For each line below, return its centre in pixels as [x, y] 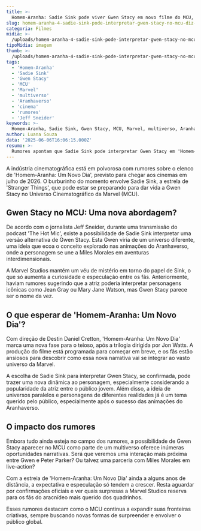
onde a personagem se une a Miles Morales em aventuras [78, 253]
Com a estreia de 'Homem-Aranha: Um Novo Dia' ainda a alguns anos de [96, 478]
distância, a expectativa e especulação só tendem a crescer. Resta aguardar [100, 484]
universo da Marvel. [31, 364]
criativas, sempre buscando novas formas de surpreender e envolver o [94, 515]
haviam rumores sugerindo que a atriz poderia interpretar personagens [94, 283]
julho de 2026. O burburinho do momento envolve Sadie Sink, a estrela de [97, 181]
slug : [13, 23]
